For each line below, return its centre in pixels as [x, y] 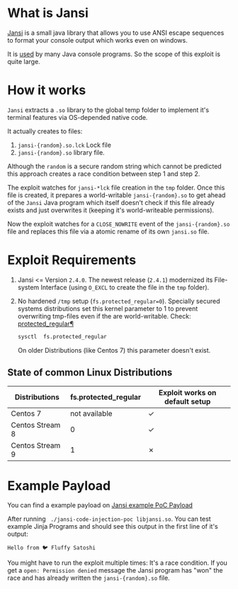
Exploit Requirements [72, 260]
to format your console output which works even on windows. [97, 40]
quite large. [24, 61]
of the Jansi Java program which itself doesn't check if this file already [111, 202]
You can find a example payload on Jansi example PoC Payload [100, 505]
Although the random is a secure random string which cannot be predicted [114, 166]
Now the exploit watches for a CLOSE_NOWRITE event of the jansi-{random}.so [119, 224]
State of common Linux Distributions [90, 373]
